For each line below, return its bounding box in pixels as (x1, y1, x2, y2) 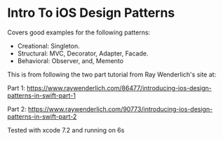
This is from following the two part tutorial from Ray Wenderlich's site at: (7, 70, 217, 79)
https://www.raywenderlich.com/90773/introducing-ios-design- (27, 105, 213, 113)
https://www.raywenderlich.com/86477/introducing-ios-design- (27, 83, 212, 92)
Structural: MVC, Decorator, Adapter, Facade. (17, 49, 149, 58)
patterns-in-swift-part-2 (7, 112, 77, 121)
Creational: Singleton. (17, 41, 81, 50)
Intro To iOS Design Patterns (7, 5, 175, 21)
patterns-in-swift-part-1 (7, 91, 76, 100)
